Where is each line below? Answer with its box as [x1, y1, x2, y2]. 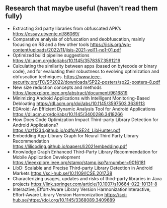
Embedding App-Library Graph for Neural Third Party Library [12, 132, 139, 138]
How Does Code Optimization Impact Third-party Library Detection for [12, 116, 158, 123]
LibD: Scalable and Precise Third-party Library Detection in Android [12, 165, 153, 171]
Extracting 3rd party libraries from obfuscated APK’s [12, 25, 122, 31]
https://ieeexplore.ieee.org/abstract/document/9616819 [12, 89, 128, 95]
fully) [5, 12, 23, 21]
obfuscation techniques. [12, 73, 63, 80]
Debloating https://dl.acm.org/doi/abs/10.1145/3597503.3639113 [12, 100, 145, 107]
